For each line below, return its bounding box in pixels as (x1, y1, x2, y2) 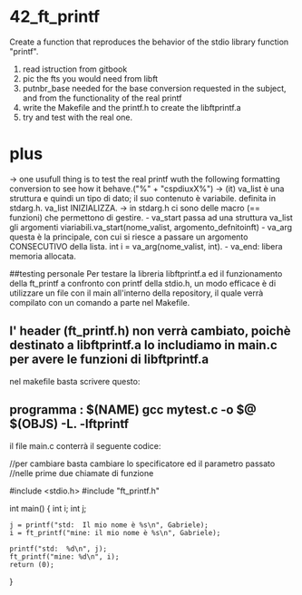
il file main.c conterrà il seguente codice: (9, 440, 161, 451)
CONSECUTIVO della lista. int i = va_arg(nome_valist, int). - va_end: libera (9, 240, 283, 251)
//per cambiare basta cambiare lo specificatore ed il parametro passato (9, 458, 276, 469)
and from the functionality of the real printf (22, 93, 182, 103)
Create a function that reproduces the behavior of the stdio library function (9, 36, 289, 47)
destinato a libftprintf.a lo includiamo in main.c (9, 337, 278, 353)
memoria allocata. (9, 250, 77, 261)
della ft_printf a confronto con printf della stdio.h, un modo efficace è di (9, 278, 277, 288)
